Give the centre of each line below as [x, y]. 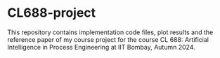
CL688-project [52, 13]
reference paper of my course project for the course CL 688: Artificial [108, 39]
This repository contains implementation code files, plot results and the [110, 32]
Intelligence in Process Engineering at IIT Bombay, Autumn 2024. [101, 47]
